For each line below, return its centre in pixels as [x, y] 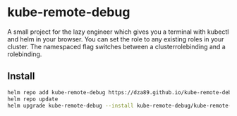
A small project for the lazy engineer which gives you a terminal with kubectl [118, 32]
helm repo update [33, 99]
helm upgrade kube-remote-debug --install [71, 105]
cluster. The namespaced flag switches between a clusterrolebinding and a [116, 46]
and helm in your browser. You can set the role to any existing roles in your [116, 39]
